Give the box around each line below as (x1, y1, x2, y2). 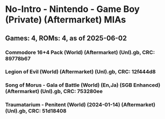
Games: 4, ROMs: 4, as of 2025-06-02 (5, 34, 127, 42)
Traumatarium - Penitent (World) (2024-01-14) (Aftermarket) (5, 101, 156, 108)
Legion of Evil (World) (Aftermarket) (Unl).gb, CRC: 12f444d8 (5, 68, 156, 75)
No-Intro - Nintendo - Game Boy (5, 3, 140, 15)
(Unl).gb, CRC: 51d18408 (5, 108, 67, 115)
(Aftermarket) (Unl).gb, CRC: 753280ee (5, 88, 103, 95)
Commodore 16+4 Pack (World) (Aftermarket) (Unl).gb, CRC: (5, 49, 155, 56)
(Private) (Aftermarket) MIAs (5, 14, 126, 25)
